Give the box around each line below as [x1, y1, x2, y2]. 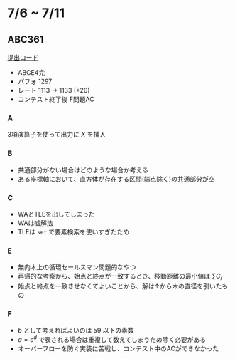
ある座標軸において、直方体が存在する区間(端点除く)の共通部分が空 [17, 175, 215, 183]
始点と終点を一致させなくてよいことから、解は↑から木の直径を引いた [17, 281, 222, 290]
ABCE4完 [17, 68, 45, 76]
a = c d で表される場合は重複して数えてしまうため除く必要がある [17, 334, 207, 343]
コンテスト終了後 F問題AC [17, 95, 94, 103]
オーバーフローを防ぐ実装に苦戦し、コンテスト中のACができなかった [17, 344, 219, 353]
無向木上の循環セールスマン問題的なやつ [17, 263, 136, 271]
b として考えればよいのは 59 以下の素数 [17, 326, 134, 335]
